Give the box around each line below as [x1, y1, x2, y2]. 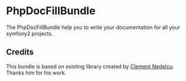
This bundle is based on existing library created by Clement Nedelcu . [6, 63, 174, 70]
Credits [6, 47, 34, 57]
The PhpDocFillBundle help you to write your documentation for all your [6, 24, 181, 31]
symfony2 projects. [6, 30, 53, 37]
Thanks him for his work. [6, 69, 67, 76]
